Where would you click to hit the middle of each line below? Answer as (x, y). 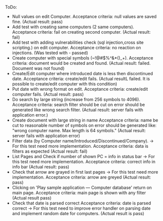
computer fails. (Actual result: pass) (48, 94)
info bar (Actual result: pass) (41, 167)
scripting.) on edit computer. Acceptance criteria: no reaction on (76, 48)
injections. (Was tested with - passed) (50, 53)
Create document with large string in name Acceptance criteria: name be (85, 120)
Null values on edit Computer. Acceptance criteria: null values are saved (84, 16)
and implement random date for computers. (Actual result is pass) (78, 213)
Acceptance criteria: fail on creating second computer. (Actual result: (81, 32)
